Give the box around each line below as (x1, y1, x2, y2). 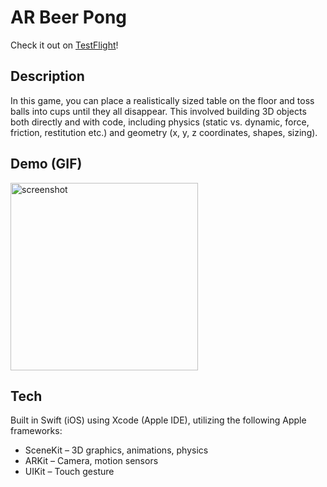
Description (10, 68, 85, 85)
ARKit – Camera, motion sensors (24, 455, 159, 467)
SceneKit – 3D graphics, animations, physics (24, 444, 209, 456)
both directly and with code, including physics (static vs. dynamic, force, (10, 116, 310, 128)
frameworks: (10, 425, 63, 437)
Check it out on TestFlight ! (10, 39, 119, 51)
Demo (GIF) (10, 156, 83, 173)
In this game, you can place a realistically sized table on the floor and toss (10, 94, 315, 106)
